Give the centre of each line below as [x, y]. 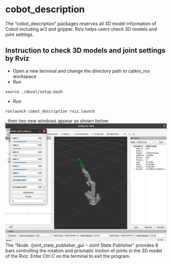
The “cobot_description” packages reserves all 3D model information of [81, 24]
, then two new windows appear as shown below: [57, 121]
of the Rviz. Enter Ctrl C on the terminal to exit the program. [68, 256]
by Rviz [17, 59]
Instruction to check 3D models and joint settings [85, 50]
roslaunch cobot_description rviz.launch [50, 111]
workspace [25, 76]
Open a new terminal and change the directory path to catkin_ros [81, 71]
